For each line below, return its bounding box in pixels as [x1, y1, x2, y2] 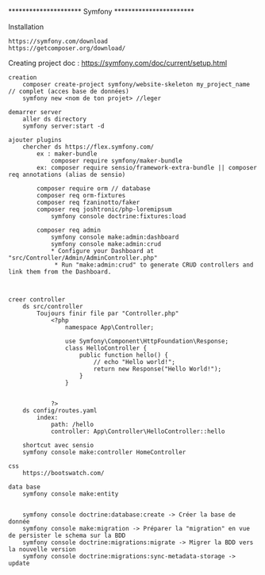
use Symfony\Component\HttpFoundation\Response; [64, 337, 229, 345]
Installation [8, 22, 44, 31]
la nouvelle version [8, 546, 77, 554]
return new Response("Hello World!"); [93, 365, 222, 373]
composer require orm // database [36, 185, 151, 193]
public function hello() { [79, 351, 169, 359]
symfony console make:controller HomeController [22, 448, 186, 456]
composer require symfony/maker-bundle [50, 157, 182, 165]
